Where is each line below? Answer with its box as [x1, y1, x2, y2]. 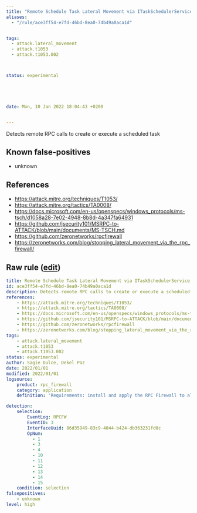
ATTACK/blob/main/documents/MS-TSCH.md [14, 227, 125, 234]
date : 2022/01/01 [6, 366, 49, 371]
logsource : [6, 376, 33, 382]
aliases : [6, 14, 28, 20]
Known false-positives [6, 147, 91, 157]
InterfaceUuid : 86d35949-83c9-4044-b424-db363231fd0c [27, 425, 161, 431]
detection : [6, 403, 33, 409]
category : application [16, 387, 72, 393]
